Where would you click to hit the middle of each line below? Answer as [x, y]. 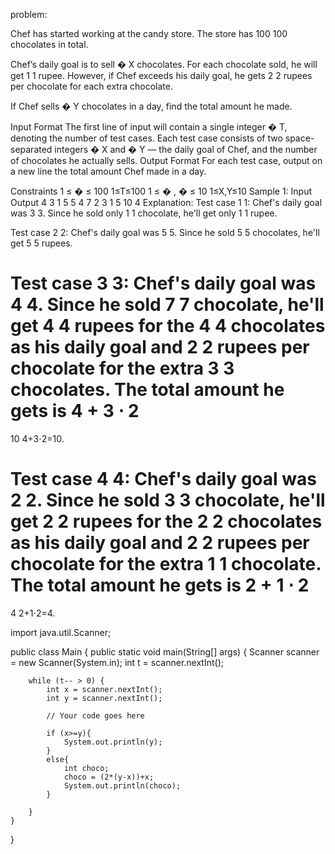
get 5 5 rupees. [41, 243]
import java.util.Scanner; [61, 632]
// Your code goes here [95, 715]
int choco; [86, 768]
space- [299, 138]
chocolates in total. [49, 44]
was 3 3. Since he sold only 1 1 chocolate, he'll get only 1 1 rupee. [144, 213]
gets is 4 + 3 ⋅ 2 [75, 411]
